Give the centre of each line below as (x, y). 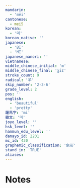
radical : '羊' (20, 80)
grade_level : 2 (21, 89)
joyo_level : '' (21, 122)
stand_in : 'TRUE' (23, 150)
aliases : (14, 155)
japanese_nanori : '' (27, 57)
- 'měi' (18, 15)
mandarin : (16, 10)
